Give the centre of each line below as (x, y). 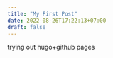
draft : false (27, 27)
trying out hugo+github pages (51, 47)
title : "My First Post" (43, 14)
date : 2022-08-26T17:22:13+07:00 (57, 21)
